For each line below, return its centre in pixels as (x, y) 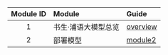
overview (142, 26)
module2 (141, 40)
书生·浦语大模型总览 (86, 27)
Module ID (28, 14)
